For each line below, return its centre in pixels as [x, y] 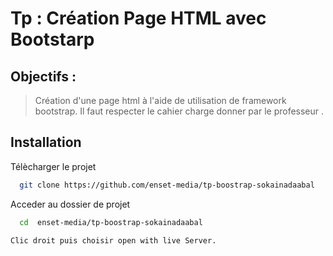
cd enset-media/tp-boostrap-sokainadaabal [111, 222]
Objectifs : [43, 76]
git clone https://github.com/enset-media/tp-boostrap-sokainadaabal [167, 185]
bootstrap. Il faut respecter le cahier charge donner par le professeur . [179, 111]
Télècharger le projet [53, 166]
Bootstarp [52, 39]
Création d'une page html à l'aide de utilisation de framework [160, 100]
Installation [46, 142]
